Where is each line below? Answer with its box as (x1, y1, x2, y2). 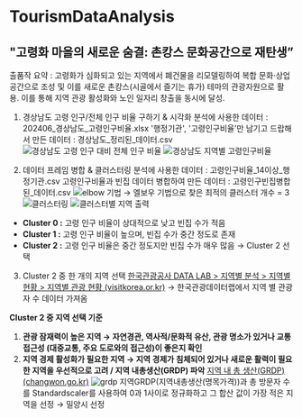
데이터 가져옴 (41, 293, 88, 304)
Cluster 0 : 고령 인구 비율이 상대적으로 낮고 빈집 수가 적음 (22, 218, 226, 228)
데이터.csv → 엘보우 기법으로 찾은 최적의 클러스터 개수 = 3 (33, 187, 290, 197)
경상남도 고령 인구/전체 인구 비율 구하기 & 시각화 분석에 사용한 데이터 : (22, 112, 269, 123)
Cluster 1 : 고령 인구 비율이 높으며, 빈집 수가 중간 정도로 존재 (22, 229, 236, 240)
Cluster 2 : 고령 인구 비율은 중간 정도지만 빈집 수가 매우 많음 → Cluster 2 (22, 241, 281, 250)
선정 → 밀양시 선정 (39, 399, 105, 409)
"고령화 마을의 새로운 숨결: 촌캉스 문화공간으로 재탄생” (9, 44, 294, 59)
